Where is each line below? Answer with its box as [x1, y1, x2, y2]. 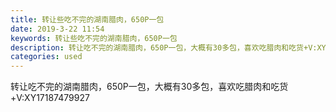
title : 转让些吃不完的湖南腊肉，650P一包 [10, 14, 165, 25]
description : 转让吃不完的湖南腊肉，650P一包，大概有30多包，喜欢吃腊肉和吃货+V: [10, 42, 318, 53]
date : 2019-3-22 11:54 [10, 24, 105, 34]
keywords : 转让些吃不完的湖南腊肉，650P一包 [10, 33, 178, 43]
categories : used [10, 52, 83, 62]
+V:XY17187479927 [10, 92, 90, 104]
